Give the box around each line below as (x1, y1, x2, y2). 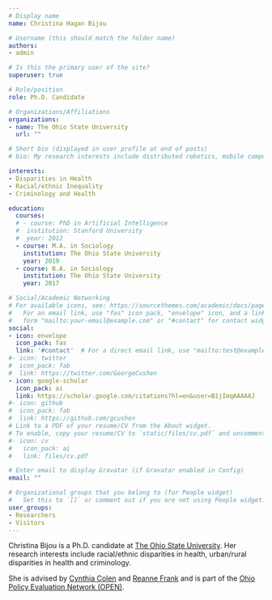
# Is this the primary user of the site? (8, 64, 151, 72)
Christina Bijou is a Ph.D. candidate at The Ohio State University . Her (8, 541, 237, 551)
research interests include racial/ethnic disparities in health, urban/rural (8, 549, 247, 559)
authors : (8, 41, 38, 49)
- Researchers (8, 511, 57, 519)
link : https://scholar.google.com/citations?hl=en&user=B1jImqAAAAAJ (15, 391, 255, 400)
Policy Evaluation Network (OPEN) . (8, 582, 125, 592)
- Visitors (8, 518, 45, 526)
